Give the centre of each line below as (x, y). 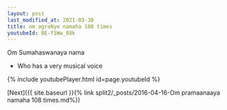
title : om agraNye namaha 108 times (60, 26)
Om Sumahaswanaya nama (46, 53)
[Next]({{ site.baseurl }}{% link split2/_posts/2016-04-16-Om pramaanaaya (114, 93)
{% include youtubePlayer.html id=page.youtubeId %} (84, 80)
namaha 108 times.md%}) (44, 100)
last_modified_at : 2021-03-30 (51, 20)
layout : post (26, 13)
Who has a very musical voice (60, 66)
